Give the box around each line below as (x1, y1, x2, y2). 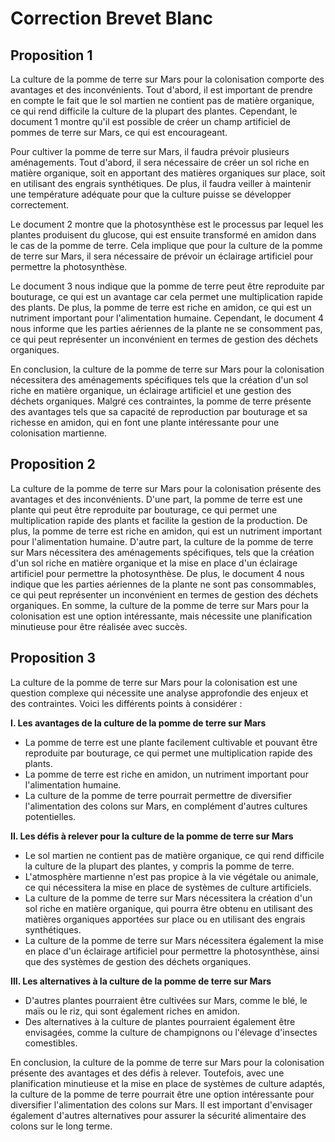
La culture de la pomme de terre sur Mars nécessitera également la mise (24, 934, 324, 946)
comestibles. (24, 1037, 78, 1049)
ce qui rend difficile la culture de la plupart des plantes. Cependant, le (10, 105, 298, 117)
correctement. (10, 199, 69, 211)
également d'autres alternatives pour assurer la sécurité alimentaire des (10, 1109, 307, 1121)
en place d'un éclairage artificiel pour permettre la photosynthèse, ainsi (24, 945, 320, 957)
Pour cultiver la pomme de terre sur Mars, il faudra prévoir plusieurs (10, 146, 290, 157)
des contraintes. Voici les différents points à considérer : (10, 697, 243, 709)
